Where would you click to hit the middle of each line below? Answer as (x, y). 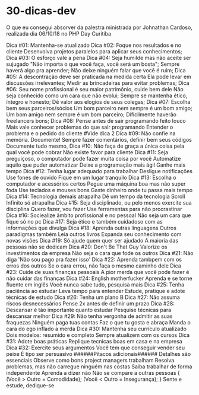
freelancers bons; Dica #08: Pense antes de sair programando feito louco (96, 120)
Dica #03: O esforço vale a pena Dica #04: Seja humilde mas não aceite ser (99, 58)
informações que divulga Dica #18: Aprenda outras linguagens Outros (91, 228)
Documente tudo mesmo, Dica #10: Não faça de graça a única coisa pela (95, 146)
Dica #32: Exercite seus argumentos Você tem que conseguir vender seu (96, 348)
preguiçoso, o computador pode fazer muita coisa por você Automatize (94, 158)
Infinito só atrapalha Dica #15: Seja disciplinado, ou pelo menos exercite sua (99, 202)
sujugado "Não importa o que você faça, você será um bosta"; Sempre (93, 64)
